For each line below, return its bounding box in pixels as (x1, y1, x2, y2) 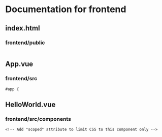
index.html (5, 24, 40, 32)
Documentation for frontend (5, 4, 126, 15)
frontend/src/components (5, 115, 71, 122)
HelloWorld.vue (5, 100, 56, 109)
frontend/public (5, 39, 45, 46)
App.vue (5, 60, 34, 68)
